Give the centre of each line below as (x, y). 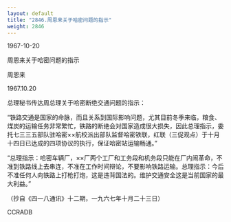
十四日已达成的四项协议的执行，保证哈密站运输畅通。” (82, 143)
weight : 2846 (26, 26)
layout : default (30, 13)
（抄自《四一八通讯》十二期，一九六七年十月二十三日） (85, 199)
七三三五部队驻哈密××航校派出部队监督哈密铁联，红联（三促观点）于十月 (116, 134)
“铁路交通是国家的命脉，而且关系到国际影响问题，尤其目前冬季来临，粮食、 (114, 117)
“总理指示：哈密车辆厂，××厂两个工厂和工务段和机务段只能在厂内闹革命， (112, 158)
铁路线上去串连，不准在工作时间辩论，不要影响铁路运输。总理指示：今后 (121, 167)
